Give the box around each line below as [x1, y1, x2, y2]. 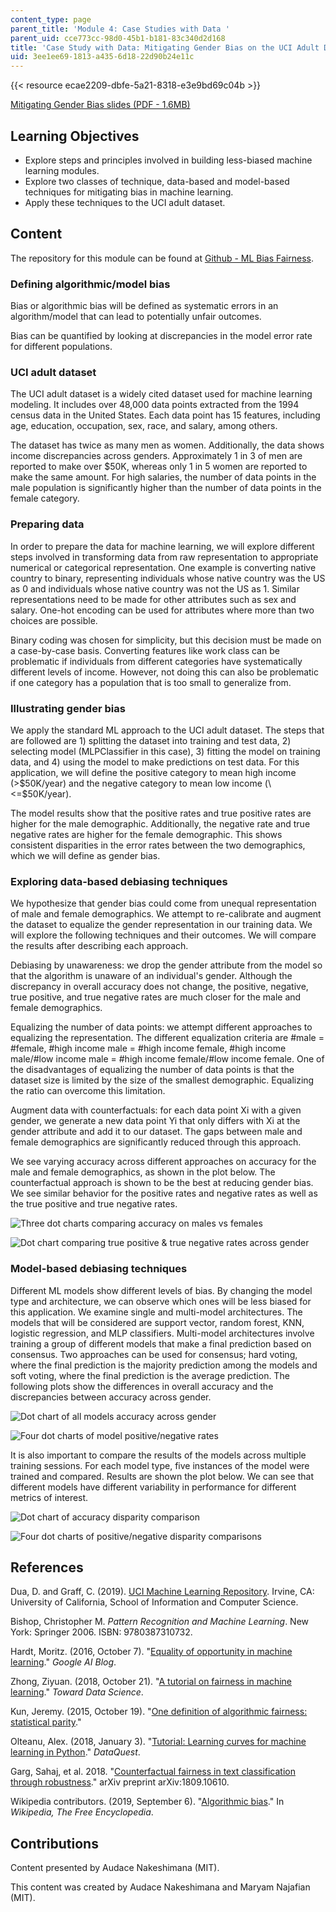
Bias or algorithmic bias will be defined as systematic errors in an [10, 300, 279, 312]
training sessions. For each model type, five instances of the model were [10, 1459, 310, 1471]
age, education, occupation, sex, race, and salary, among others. [10, 420, 278, 432]
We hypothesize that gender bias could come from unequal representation [10, 897, 317, 910]
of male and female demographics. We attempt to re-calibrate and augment [10, 908, 322, 920]
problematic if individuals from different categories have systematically [10, 655, 303, 667]
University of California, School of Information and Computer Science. [10, 1596, 299, 1608]
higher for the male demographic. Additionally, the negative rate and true [10, 817, 311, 830]
